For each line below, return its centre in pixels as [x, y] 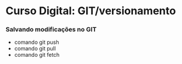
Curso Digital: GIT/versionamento [91, 11]
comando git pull [35, 49]
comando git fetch [37, 55]
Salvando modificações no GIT [51, 30]
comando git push [37, 42]
